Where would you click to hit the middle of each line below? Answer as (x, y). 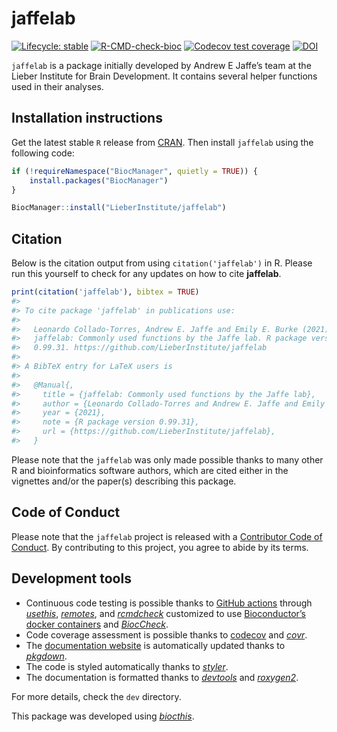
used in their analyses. (57, 86)
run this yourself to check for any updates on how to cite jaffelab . (146, 274)
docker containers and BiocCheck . (97, 624)
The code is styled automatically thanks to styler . (127, 666)
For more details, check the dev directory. (96, 696)
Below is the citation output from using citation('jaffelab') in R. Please (162, 263)
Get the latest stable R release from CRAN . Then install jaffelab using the (162, 142)
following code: (43, 153)
